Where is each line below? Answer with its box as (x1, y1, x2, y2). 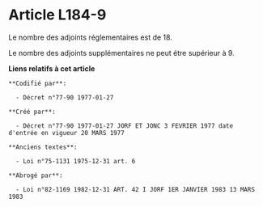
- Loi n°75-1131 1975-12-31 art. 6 (15, 157, 136, 165)
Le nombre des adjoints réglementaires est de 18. (8, 32, 172, 42)
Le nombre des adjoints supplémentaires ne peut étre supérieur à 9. (8, 48, 235, 57)
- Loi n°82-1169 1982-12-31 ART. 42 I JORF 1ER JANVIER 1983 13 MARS (15, 185, 255, 193)
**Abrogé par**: (8, 171, 63, 180)
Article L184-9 (8, 6, 107, 24)
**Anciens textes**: (8, 143, 78, 151)
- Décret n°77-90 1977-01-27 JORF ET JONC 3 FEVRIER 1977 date (15, 121, 233, 130)
